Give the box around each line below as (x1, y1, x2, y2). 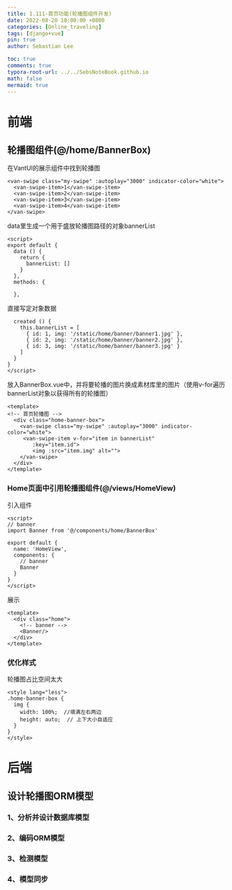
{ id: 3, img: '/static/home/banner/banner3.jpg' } (25, 343, 180, 350)
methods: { (13, 278, 46, 286)
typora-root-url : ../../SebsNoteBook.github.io (7, 68, 149, 76)
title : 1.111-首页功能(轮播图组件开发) (7, 10, 112, 18)
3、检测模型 (7, 854, 48, 863)
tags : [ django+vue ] (7, 29, 64, 37)
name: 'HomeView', (13, 545, 68, 553)
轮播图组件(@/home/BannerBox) (7, 144, 151, 156)
